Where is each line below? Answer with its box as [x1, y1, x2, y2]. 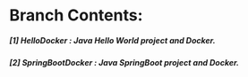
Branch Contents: [9, 5, 143, 26]
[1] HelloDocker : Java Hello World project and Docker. [9, 35, 217, 45]
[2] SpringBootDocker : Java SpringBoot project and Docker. [9, 58, 240, 68]
